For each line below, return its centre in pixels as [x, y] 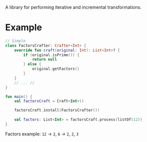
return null [44, 60]
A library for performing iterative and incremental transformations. [73, 7]
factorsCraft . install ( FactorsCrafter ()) [57, 110]
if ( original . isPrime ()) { [51, 55]
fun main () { [19, 97]
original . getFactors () [56, 69]
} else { [32, 64]
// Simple [16, 41]
